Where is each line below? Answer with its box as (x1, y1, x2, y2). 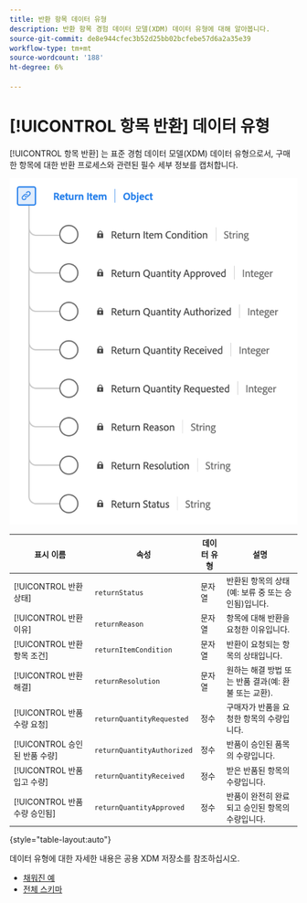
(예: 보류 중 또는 (226, 587, 283, 598)
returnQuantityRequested (94, 714, 189, 724)
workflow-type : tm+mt (9, 44, 92, 53)
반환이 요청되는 (226, 638, 281, 649)
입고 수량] (13, 776, 48, 787)
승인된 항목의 (243, 802, 291, 813)
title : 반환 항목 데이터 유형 (9, 15, 108, 24)
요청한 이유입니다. (226, 624, 291, 635)
